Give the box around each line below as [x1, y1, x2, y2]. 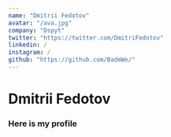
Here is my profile [8, 118, 77, 129]
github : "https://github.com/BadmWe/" [8, 56, 136, 64]
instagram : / [8, 48, 51, 56]
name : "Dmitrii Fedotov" [8, 11, 90, 20]
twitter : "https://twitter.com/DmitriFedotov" [8, 33, 164, 42]
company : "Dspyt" [8, 26, 65, 34]
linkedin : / [8, 41, 47, 49]
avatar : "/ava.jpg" [8, 19, 72, 27]
